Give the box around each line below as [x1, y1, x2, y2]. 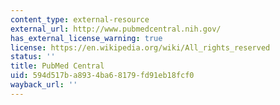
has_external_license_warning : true [10, 33, 163, 43]
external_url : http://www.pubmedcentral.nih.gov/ [10, 24, 222, 34]
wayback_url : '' [10, 80, 78, 90]
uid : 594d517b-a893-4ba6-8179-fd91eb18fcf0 [10, 71, 195, 81]
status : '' [10, 52, 56, 62]
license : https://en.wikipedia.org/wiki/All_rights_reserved [10, 42, 271, 53]
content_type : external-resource [10, 14, 150, 25]
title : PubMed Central [10, 61, 105, 71]
